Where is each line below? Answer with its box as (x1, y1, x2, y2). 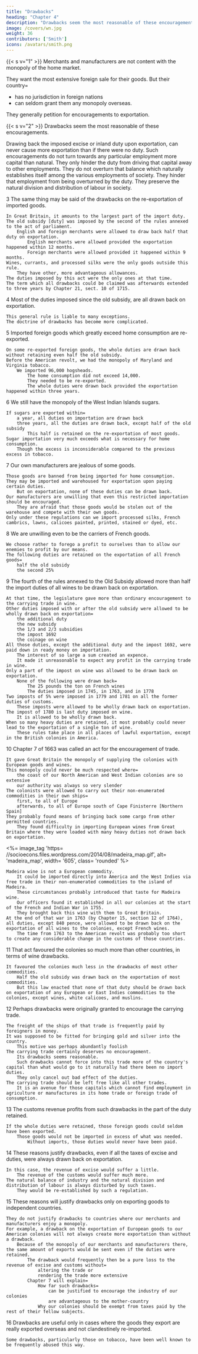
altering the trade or (37, 1267, 94, 1273)
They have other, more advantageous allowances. (16, 270, 138, 276)
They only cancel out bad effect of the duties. (16, 1075, 138, 1080)
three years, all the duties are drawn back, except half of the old (16, 420, 192, 426)
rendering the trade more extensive (37, 1272, 128, 1278)
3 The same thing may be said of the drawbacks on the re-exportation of (6, 196, 183, 203)
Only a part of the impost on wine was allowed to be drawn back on (6, 668, 178, 673)
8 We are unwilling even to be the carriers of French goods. (6, 530, 150, 537)
